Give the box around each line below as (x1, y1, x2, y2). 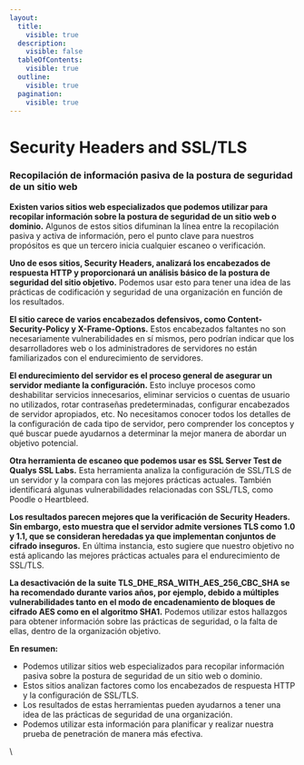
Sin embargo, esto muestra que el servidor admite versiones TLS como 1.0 (9, 521, 296, 532)
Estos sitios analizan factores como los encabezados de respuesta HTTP (22, 680, 296, 690)
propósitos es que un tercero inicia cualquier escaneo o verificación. (9, 240, 266, 251)
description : (17, 38, 67, 48)
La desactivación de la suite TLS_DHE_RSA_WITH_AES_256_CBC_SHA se (9, 577, 290, 588)
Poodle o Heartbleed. (9, 493, 89, 504)
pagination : (17, 89, 64, 98)
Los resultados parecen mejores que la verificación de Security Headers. (9, 511, 290, 522)
